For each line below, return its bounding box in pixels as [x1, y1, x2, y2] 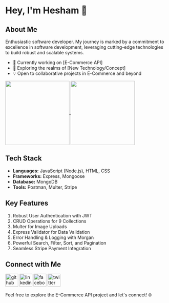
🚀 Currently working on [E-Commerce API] [12, 59, 103, 66]
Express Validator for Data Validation [12, 229, 90, 235]
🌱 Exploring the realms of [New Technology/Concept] [12, 65, 126, 71]
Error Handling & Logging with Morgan [12, 234, 94, 240]
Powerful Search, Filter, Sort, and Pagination [12, 239, 107, 246]
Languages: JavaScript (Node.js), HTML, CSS [12, 168, 110, 174]
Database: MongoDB [12, 178, 58, 185]
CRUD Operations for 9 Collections [12, 218, 87, 224]
